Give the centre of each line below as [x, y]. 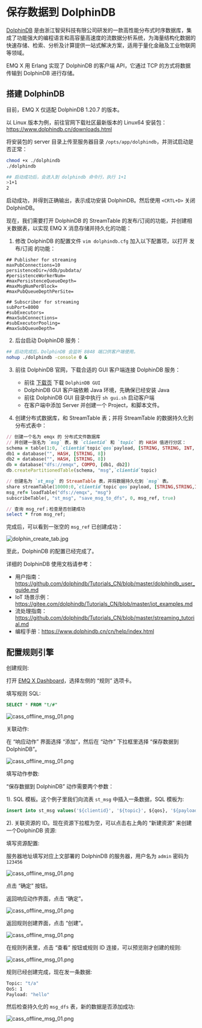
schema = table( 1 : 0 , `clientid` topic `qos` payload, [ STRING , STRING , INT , [101, 448]
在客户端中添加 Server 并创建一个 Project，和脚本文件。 [93, 405]
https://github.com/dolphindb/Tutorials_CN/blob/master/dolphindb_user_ [105, 584]
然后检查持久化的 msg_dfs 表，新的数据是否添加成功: [71, 1007]
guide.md [27, 590]
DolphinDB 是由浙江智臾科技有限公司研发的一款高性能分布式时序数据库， [96, 30]
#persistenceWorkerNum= [36, 276]
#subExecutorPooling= [33, 323]
